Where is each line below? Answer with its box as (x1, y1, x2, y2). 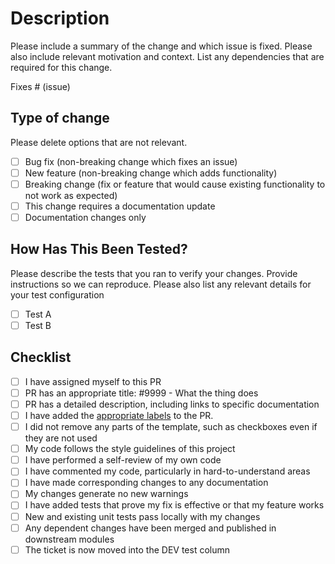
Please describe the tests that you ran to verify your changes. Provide (10, 267, 298, 279)
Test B (24, 319, 52, 331)
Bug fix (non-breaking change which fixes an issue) (24, 155, 238, 167)
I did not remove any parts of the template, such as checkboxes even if (24, 421, 318, 433)
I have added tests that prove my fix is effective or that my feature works (24, 499, 325, 511)
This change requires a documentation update (24, 200, 216, 212)
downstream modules (24, 533, 115, 545)
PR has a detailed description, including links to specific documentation (24, 398, 320, 410)
